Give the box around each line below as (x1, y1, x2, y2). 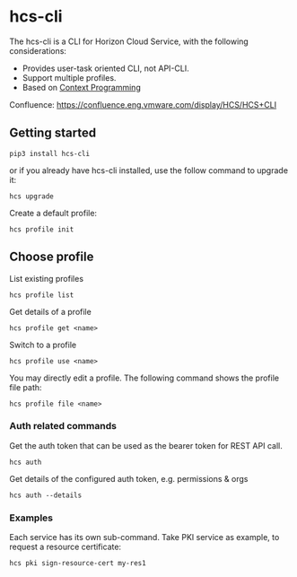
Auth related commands (9, 420, 117, 433)
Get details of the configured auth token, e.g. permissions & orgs (9, 473, 249, 484)
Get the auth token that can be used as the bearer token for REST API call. (9, 440, 283, 450)
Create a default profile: (9, 207, 97, 218)
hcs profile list (9, 290, 74, 300)
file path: (9, 381, 42, 392)
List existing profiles (9, 273, 83, 284)
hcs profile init (9, 224, 74, 234)
